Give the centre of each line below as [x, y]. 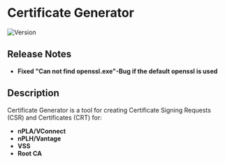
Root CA [29, 153]
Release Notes [39, 54]
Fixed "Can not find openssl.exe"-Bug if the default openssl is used [117, 71]
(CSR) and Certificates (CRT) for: [55, 118]
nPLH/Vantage [39, 139]
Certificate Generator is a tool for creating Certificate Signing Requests [109, 110]
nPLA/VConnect [42, 131]
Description [33, 93]
